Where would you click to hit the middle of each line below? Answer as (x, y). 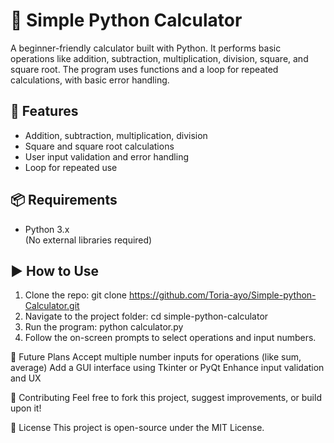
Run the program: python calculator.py (104, 327)
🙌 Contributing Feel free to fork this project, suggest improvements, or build (166, 398)
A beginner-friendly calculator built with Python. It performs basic (146, 48)
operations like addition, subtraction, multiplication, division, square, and (159, 58)
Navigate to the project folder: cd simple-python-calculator (146, 316)
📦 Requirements (64, 200)
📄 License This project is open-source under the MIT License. (137, 428)
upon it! (26, 408)
